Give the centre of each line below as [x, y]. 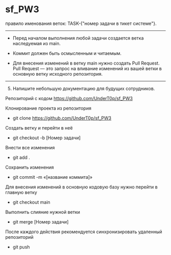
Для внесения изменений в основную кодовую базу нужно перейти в [81, 187]
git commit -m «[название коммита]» [52, 177]
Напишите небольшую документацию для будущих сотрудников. [84, 88]
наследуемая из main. [37, 43]
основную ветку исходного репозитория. [58, 74]
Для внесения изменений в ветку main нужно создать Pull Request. [86, 63]
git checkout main [32, 202]
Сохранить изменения [30, 167]
